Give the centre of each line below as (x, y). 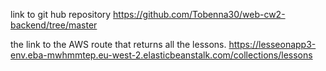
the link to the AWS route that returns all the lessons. (118, 44)
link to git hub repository (61, 14)
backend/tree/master (54, 25)
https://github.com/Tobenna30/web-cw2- (199, 14)
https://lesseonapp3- (272, 44)
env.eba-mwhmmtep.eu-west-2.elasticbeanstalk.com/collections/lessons (161, 55)
